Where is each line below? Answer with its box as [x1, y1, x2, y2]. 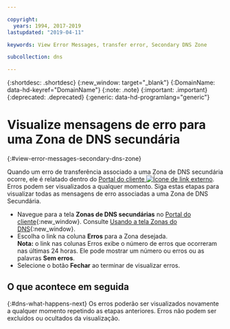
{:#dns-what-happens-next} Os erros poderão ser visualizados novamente [7, 299, 220, 308]
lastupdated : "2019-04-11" [7, 29, 84, 36]
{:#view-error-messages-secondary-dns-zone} [7, 155, 142, 163]
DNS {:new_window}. [16, 225, 76, 234]
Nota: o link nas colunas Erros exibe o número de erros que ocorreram [16, 240, 218, 248]
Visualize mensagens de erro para [7, 117, 206, 133]
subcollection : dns [7, 54, 63, 60]
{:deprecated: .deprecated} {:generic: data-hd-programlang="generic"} [7, 93, 210, 102]
